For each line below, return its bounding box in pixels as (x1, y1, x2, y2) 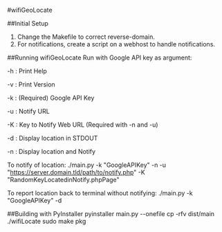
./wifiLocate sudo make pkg (7, 217, 86, 225)
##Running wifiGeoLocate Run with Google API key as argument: (7, 53, 192, 62)
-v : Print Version (7, 80, 55, 89)
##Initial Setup (7, 19, 48, 27)
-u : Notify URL (7, 107, 50, 115)
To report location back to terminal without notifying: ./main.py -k (7, 189, 193, 197)
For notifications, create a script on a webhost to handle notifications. (17, 40, 216, 48)
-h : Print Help (7, 67, 47, 75)
